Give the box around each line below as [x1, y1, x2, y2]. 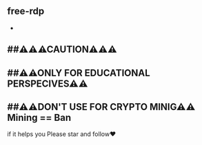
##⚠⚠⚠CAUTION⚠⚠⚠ [7, 44, 117, 56]
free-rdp [7, 5, 45, 17]
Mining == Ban [7, 111, 71, 123]
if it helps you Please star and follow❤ [7, 130, 116, 138]
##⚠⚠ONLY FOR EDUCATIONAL [7, 67, 150, 78]
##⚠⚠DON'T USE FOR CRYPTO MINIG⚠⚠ [7, 101, 196, 113]
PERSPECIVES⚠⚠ [7, 78, 88, 89]
